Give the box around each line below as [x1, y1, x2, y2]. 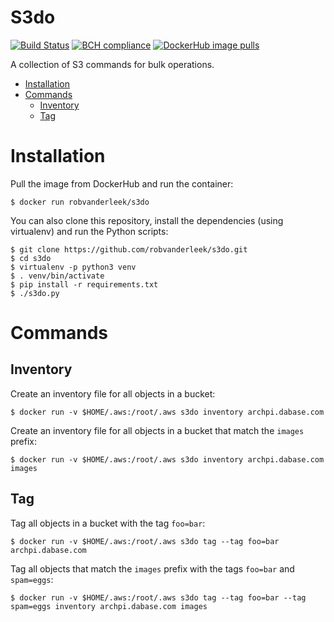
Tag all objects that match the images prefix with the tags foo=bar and [10, 562, 295, 575]
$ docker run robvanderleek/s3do [10, 197, 150, 207]
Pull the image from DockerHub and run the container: [10, 177, 234, 190]
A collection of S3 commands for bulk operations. [10, 58, 215, 70]
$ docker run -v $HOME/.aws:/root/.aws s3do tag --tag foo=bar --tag [10, 592, 307, 603]
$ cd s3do [10, 253, 52, 263]
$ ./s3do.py [10, 288, 60, 298]
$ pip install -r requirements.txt [10, 279, 159, 290]
